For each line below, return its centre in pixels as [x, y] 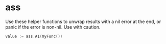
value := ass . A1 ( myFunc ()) [34, 36]
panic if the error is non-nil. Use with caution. [53, 27]
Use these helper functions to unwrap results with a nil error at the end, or [83, 21]
